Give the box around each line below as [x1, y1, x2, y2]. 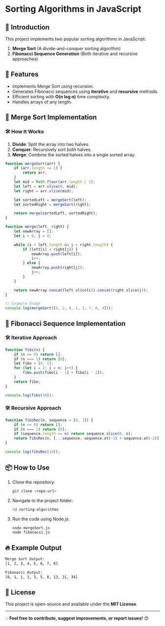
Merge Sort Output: [5, 557, 45, 562]
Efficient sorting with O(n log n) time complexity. [12, 93, 110, 99]
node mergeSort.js [12, 525, 50, 530]
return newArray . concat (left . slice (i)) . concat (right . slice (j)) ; [14, 287, 148, 293]
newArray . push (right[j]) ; [31, 265, 84, 270]
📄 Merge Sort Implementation [5, 113, 97, 121]
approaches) [12, 56, 38, 62]
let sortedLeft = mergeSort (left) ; [14, 198, 87, 202]
